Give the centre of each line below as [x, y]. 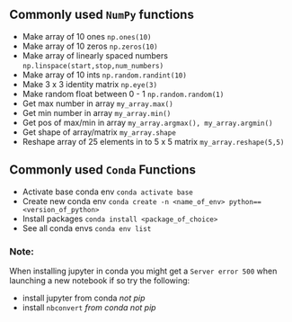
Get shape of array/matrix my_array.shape [99, 132]
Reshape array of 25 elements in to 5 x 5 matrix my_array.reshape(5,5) [153, 141]
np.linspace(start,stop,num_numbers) [93, 66]
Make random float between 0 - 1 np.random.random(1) [123, 94]
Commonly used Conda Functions [102, 170]
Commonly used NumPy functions [102, 15]
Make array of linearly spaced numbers [95, 55]
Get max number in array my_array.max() [97, 103]
